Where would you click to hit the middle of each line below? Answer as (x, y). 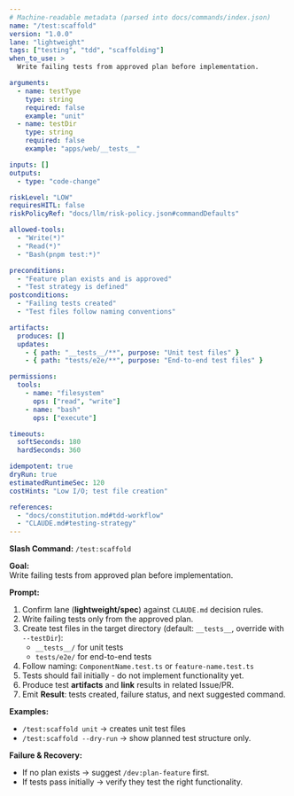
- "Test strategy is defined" (73, 287)
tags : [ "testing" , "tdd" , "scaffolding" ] (87, 51)
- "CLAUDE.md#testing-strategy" (77, 524)
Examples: (29, 712)
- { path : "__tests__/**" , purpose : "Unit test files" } (132, 352)
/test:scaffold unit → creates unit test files (104, 729)
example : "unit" (55, 116)
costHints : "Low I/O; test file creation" (89, 491)
